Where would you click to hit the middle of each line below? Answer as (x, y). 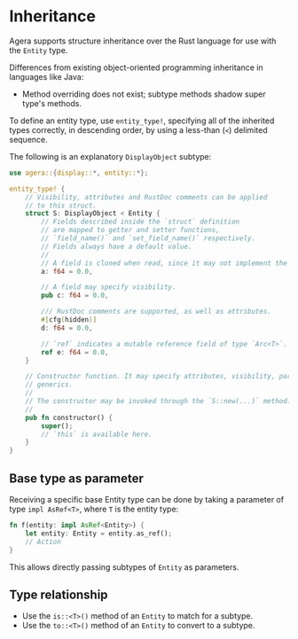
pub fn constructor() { (69, 417)
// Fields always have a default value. (117, 246)
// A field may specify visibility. (109, 287)
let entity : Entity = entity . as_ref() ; (99, 534)
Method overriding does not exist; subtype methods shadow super (144, 94)
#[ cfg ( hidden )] (69, 320)
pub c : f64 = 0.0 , (75, 296)
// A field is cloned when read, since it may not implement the (165, 263)
